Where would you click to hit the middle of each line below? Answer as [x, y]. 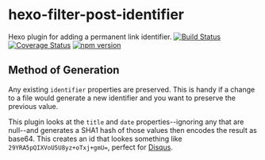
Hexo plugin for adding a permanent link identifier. [90, 37]
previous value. [33, 106]
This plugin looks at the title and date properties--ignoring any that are [126, 122]
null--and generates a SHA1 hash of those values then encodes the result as [133, 130]
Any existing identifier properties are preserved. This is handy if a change [132, 89]
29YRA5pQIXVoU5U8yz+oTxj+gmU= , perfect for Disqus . [90, 147]
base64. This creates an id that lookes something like [95, 139]
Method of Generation [64, 70]
